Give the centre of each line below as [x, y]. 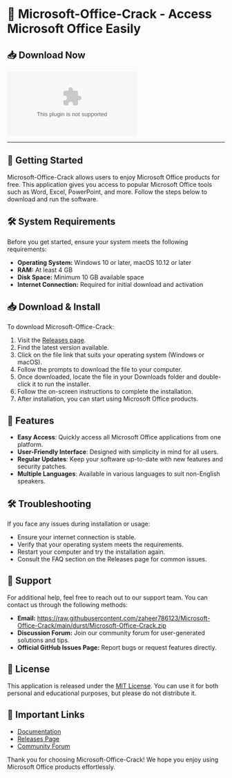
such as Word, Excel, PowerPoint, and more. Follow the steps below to [107, 192]
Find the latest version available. [63, 348]
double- [210, 377]
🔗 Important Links [46, 715]
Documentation [39, 731]
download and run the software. [52, 199]
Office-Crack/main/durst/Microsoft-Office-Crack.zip [92, 625]
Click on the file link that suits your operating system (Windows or [111, 355]
